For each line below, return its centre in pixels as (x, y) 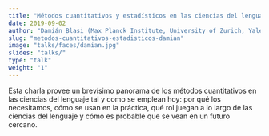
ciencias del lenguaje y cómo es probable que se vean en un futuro (119, 116)
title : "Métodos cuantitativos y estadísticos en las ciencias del (123, 16)
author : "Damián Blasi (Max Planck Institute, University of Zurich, (127, 30)
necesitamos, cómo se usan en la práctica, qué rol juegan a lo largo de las (130, 107)
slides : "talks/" (37, 53)
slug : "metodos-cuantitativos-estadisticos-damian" (96, 38)
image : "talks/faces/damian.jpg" (64, 46)
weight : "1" (28, 68)
